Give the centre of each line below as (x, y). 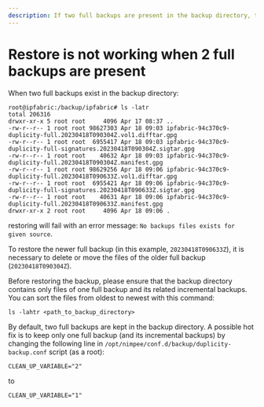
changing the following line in (56, 343)
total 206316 (29, 114)
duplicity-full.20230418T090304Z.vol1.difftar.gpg (93, 135)
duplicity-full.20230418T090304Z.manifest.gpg (86, 162)
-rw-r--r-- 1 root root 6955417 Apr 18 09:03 (86, 142)
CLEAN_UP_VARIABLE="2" (45, 366)
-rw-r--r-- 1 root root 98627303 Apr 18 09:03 (86, 128)
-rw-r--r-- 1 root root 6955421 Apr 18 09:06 (86, 183)
